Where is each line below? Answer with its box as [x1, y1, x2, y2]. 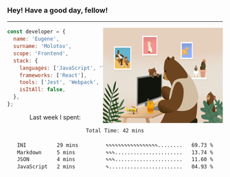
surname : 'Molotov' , [13, 43, 72, 50]
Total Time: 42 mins [85, 127, 145, 134]
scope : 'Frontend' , [13, 50, 69, 57]
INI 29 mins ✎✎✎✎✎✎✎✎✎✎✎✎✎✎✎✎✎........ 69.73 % [16, 141, 214, 149]
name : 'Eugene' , [13, 36, 60, 43]
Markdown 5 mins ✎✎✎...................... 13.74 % [16, 149, 214, 156]
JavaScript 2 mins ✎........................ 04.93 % [16, 163, 214, 170]
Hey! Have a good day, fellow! [7, 5, 108, 15]
